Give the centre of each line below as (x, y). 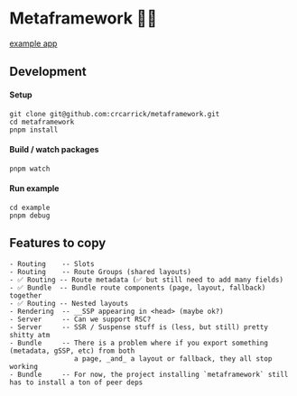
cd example (30, 207)
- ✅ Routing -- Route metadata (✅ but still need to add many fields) (147, 280)
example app (33, 43)
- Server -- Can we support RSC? (80, 319)
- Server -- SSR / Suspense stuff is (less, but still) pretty (139, 327)
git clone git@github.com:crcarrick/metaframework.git (115, 114)
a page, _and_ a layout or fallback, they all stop (173, 359)
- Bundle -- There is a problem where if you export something (139, 343)
